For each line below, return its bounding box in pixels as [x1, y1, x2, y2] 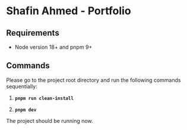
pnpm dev [14, 107, 37, 113]
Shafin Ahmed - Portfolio [6, 4, 132, 18]
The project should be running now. [6, 117, 93, 124]
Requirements [6, 28, 59, 38]
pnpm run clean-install [14, 95, 74, 102]
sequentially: [6, 83, 37, 90]
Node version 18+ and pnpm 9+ [14, 43, 93, 50]
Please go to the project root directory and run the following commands [6, 76, 181, 84]
